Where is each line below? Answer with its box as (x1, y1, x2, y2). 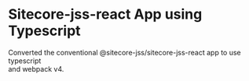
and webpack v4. (8, 64, 64, 73)
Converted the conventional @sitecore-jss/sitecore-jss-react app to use (8, 48, 241, 57)
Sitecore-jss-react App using (8, 5, 203, 23)
